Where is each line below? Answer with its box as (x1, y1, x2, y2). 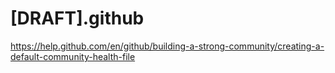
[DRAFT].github (10, 7, 145, 30)
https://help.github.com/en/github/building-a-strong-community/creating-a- (10, 40, 325, 52)
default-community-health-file (10, 50, 136, 62)
